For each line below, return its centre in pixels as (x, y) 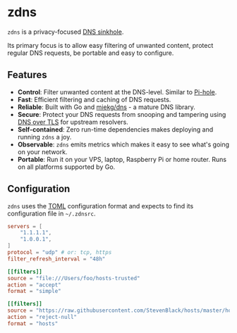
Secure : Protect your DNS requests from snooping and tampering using (122, 114)
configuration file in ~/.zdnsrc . (51, 213)
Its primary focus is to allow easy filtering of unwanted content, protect (110, 45)
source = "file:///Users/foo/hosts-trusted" (74, 278)
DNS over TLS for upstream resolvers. (73, 122)
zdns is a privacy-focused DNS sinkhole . (66, 32)
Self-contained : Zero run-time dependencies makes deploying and (115, 129)
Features (27, 75)
